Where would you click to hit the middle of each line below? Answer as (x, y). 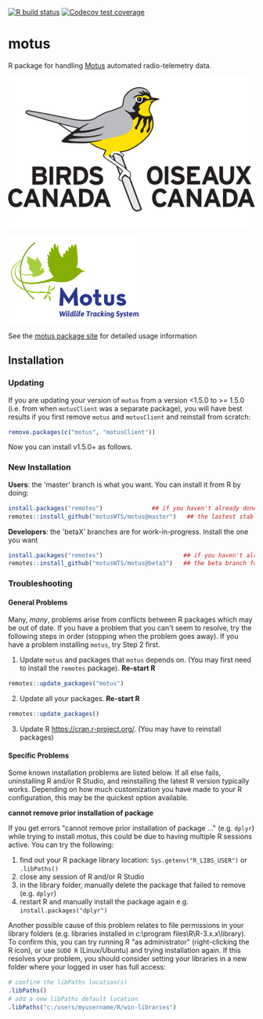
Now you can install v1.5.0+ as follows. (70, 447)
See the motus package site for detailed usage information (103, 336)
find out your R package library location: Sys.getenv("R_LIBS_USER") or (133, 860)
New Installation (40, 467)
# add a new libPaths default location (73, 999)
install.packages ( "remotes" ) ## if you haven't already (124, 508)
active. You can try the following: (61, 845)
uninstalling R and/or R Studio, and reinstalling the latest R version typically (129, 781)
